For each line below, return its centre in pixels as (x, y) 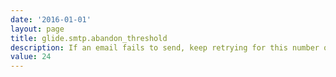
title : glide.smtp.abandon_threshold (89, 38)
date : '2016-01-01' (51, 19)
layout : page (37, 29)
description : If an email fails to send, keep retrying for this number (165, 47)
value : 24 (31, 57)
